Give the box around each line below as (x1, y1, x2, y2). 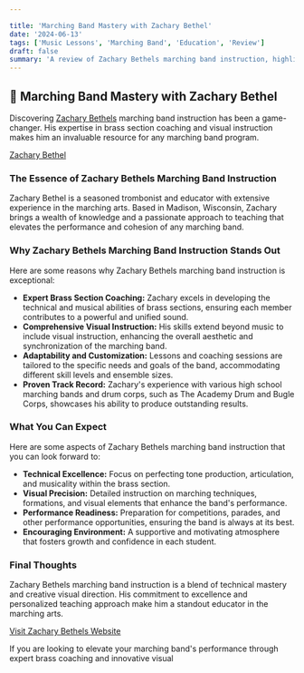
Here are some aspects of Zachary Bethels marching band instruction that (9, 441, 286, 452)
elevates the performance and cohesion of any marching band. (9, 221, 244, 232)
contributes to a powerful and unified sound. (22, 311, 189, 322)
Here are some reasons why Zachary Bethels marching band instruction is (9, 265, 286, 276)
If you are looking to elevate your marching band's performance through (9, 643, 279, 654)
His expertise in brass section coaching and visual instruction (43, 122, 273, 132)
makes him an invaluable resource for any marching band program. (9, 132, 260, 142)
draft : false (9, 46, 59, 55)
